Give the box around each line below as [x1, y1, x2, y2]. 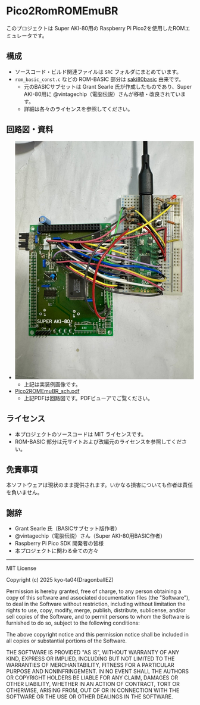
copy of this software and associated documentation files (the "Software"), [6, 594, 190, 601]
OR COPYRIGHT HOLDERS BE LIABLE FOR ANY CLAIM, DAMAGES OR [6, 674, 179, 681]
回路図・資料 [6, 124, 54, 135]
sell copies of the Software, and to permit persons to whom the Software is [6, 613, 190, 620]
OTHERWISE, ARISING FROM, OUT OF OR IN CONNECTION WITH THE [6, 687, 180, 694]
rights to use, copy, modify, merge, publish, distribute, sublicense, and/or [6, 607, 186, 614]
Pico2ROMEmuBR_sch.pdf [14, 387, 80, 394]
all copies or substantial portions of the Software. [6, 637, 127, 644]
